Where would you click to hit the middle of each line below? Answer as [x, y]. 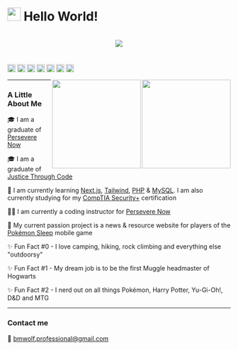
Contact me [28, 323]
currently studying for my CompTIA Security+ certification [92, 198]
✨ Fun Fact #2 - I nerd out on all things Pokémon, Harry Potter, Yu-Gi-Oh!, [115, 290]
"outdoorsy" [25, 254]
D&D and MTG [28, 298]
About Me [25, 104]
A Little [20, 95]
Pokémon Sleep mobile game [50, 233]
